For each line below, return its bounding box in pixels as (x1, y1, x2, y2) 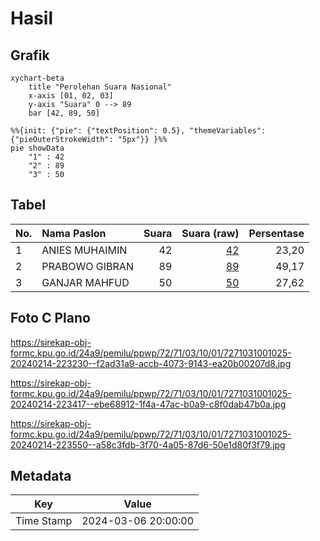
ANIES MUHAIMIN (41, 243, 128, 257)
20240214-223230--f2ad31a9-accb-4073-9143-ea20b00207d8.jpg (10, 357, 292, 369)
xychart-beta (10, 73, 65, 83)
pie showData (10, 143, 65, 153)
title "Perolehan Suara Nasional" (28, 82, 172, 92)
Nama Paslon (41, 226, 107, 240)
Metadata (10, 468, 72, 485)
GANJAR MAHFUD (41, 275, 130, 289)
